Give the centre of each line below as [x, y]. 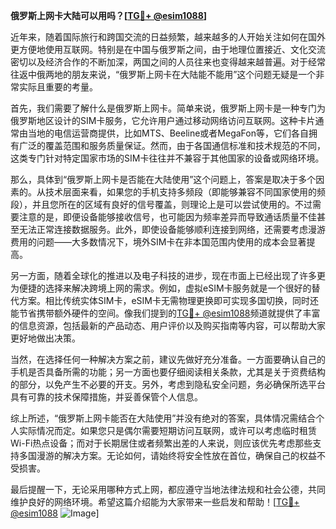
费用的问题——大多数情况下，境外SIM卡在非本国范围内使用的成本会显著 [158, 242]
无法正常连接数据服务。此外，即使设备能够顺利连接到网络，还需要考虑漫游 [172, 229]
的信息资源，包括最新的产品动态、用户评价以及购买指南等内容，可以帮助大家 [168, 325]
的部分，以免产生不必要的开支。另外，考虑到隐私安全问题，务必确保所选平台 [168, 384]
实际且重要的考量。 [58, 87]
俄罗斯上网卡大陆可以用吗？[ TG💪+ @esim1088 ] [109, 15]
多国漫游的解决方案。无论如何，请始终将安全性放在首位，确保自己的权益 [167, 455]
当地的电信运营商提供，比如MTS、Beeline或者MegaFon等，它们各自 [168, 133]
